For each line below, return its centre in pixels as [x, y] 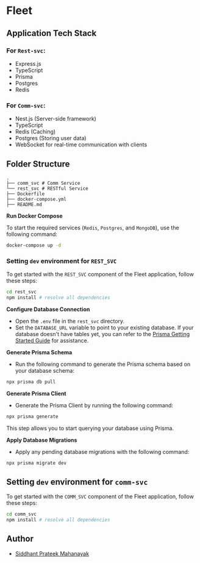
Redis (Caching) [35, 132]
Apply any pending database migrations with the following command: [102, 451]
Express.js [28, 63]
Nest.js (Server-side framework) [55, 119]
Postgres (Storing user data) [51, 138]
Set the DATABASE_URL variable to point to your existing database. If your [104, 328]
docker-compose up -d [34, 245]
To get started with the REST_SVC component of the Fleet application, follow [100, 274]
